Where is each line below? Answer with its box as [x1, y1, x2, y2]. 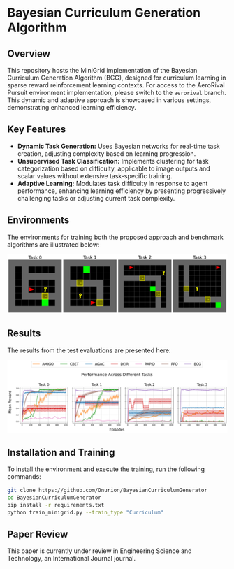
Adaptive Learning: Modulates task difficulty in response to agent [17, 179, 208, 187]
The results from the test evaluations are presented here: [7, 346, 171, 354]
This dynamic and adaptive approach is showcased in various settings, [7, 96, 212, 104]
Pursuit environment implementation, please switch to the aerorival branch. [7, 89, 226, 96]
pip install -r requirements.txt [7, 501, 105, 508]
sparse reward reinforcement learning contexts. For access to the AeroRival [7, 81, 225, 89]
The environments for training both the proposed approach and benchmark [7, 233, 224, 241]
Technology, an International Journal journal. [7, 554, 136, 563]
